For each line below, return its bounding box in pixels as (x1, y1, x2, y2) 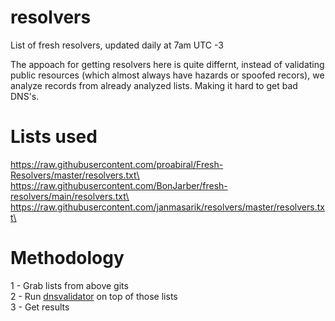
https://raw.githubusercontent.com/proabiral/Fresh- (10, 158, 224, 170)
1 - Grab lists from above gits (10, 279, 129, 291)
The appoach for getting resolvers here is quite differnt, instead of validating (10, 58, 325, 70)
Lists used (10, 126, 98, 148)
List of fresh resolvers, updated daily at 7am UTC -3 (10, 39, 224, 51)
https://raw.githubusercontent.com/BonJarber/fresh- (10, 179, 228, 191)
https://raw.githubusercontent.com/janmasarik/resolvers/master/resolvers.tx (10, 201, 325, 213)
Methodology (10, 247, 125, 270)
